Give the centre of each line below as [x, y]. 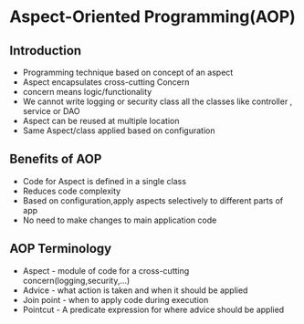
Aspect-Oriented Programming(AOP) [153, 17]
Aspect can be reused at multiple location [101, 121]
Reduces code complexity [72, 191]
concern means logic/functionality [87, 92]
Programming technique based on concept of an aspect [128, 72]
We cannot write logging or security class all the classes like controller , [157, 101]
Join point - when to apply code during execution [115, 299]
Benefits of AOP [56, 159]
